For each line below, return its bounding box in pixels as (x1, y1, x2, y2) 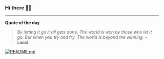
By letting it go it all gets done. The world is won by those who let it (17, 29, 152, 35)
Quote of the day (5, 20, 40, 26)
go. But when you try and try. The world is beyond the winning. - (17, 34, 147, 40)
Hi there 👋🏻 (5, 4, 32, 11)
